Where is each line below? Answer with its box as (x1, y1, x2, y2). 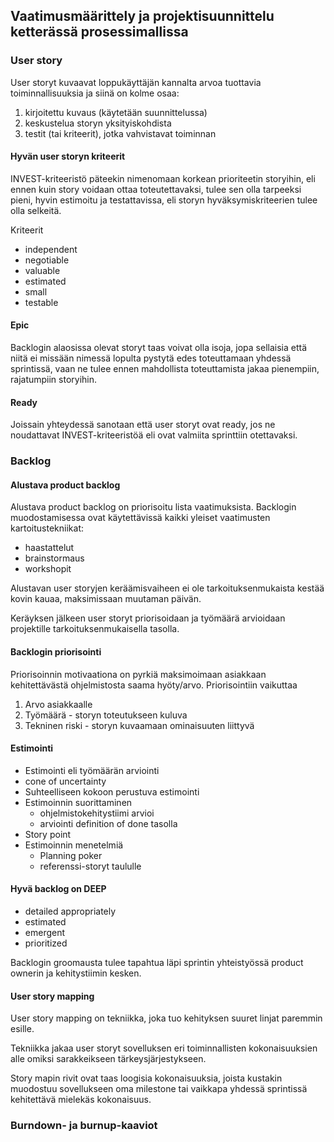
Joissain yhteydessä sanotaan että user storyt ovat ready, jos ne (10, 419, 276, 431)
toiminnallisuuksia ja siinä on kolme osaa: (10, 87, 180, 99)
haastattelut (24, 542, 75, 554)
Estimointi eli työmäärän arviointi (24, 764, 160, 776)
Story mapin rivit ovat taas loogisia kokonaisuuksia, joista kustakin (10, 1072, 283, 1084)
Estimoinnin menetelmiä (24, 839, 124, 851)
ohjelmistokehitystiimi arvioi (39, 807, 155, 819)
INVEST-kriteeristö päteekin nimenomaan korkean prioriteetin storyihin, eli (10, 172, 316, 184)
